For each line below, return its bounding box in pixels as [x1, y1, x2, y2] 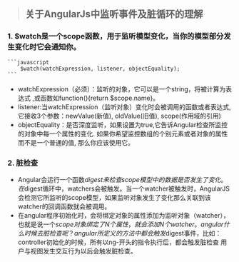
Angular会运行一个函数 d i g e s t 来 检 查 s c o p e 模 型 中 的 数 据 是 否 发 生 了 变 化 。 [17, 175, 228, 183]
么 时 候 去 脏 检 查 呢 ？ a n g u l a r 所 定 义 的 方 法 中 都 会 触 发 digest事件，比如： [17, 228, 222, 237]
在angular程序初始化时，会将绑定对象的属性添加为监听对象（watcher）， [17, 211, 230, 219]
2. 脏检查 [7, 158, 39, 168]
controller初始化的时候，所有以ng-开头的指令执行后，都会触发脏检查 [17, 238, 219, 246]
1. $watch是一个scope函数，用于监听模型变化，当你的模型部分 [7, 31, 224, 41]
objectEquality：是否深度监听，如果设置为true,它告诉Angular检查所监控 [17, 120, 228, 129]
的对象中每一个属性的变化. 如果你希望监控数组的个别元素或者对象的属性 [17, 129, 228, 138]
